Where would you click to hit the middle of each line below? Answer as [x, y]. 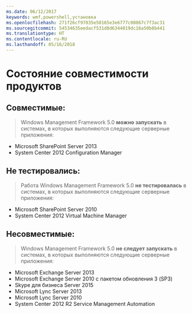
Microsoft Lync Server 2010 [48, 297]
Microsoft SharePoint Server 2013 [56, 146]
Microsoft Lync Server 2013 [48, 291]
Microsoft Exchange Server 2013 [54, 272]
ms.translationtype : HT [35, 34]
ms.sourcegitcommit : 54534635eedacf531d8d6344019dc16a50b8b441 [86, 28]
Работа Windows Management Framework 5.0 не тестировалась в [103, 185]
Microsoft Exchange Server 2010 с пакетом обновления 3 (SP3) [94, 279]
